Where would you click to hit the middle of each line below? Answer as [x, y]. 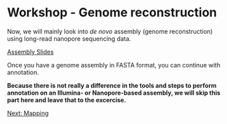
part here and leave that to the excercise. [67, 99]
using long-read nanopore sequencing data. [69, 38]
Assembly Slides [30, 52]
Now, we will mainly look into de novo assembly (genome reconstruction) [110, 31]
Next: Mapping [28, 113]
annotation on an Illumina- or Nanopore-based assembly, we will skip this [114, 93]
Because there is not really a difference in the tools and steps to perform [112, 85]
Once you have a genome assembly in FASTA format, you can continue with [114, 65]
